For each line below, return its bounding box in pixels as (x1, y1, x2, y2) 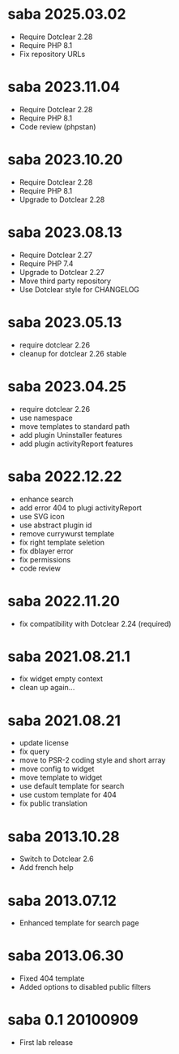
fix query (19, 746, 50, 757)
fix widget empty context (19, 674, 103, 684)
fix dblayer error (19, 546, 74, 556)
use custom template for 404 (19, 790, 117, 800)
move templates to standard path (19, 421, 130, 431)
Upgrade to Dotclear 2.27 (19, 267, 104, 277)
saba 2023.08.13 (7, 223, 123, 241)
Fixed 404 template (19, 973, 85, 983)
